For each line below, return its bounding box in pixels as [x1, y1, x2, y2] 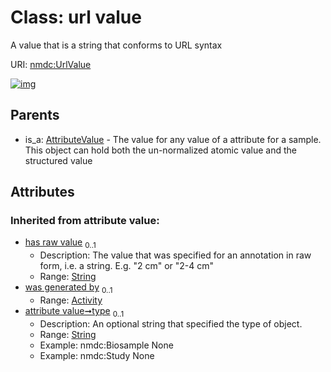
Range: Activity [39, 294, 103, 306]
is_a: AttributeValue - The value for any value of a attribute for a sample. [24, 133, 322, 145]
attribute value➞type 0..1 [24, 305, 125, 319]
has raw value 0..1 [24, 236, 97, 251]
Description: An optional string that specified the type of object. [39, 317, 303, 330]
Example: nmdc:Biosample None [39, 339, 174, 351]
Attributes [10, 184, 75, 201]
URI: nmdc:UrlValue [10, 58, 92, 70]
